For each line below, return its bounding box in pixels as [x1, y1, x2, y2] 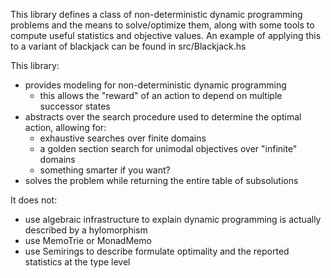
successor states [39, 100, 111, 112]
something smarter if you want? [39, 164, 171, 176]
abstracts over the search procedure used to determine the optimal [24, 111, 302, 123]
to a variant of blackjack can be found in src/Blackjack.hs [10, 40, 247, 52]
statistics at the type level [24, 256, 131, 268]
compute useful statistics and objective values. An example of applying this [10, 30, 322, 41]
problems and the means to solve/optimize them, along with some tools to [10, 19, 315, 31]
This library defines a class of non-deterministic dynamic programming [10, 9, 303, 20]
